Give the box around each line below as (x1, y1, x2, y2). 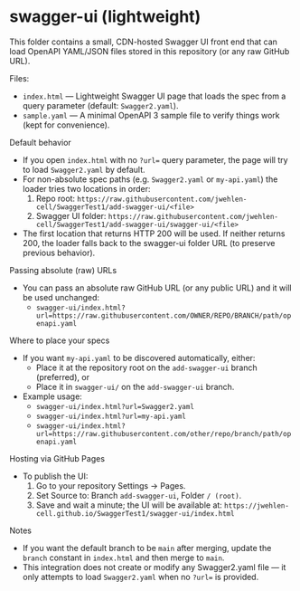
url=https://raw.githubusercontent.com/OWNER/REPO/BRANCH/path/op (35, 310, 292, 320)
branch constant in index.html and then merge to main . (22, 552, 225, 563)
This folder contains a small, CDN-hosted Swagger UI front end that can (9, 36, 278, 47)
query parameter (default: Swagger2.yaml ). (22, 100, 179, 110)
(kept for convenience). (22, 119, 110, 130)
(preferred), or (35, 371, 90, 382)
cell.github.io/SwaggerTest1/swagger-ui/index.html (35, 509, 235, 518)
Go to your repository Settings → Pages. (35, 480, 186, 491)
